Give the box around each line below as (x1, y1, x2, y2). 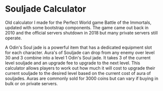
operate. (5, 35, 22, 41)
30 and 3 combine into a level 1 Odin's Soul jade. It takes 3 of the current (5, 55, 151, 60)
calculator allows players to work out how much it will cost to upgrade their (5, 65, 156, 71)
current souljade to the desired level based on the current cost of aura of (5, 70, 151, 76)
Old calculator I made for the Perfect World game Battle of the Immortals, (5, 19, 152, 25)
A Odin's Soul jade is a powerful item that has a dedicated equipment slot (5, 44, 152, 50)
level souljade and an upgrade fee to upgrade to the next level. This (5, 60, 140, 66)
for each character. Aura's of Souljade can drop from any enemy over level (5, 50, 155, 55)
